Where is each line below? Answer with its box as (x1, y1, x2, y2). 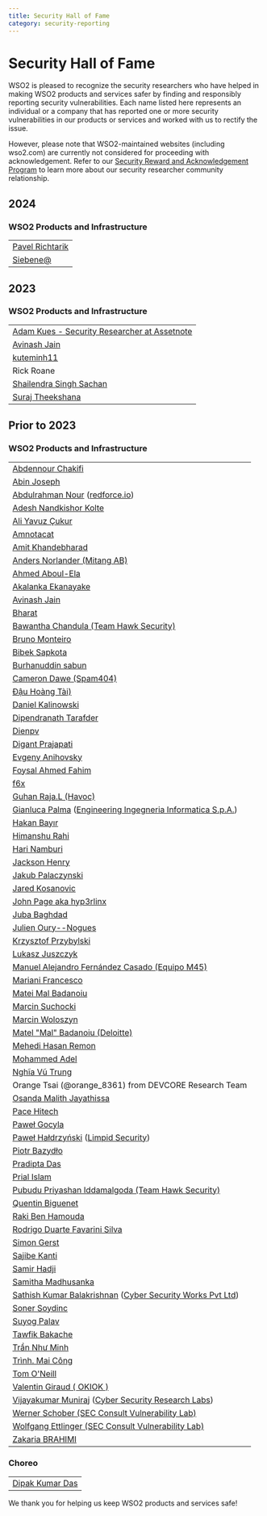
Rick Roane (12, 365, 55, 376)
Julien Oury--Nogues (12, 922, 97, 933)
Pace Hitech (12, 1105, 59, 1116)
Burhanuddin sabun (12, 660, 87, 671)
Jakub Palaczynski (12, 869, 83, 881)
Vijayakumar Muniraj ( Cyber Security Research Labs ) (12, 1394, 214, 1405)
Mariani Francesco (12, 974, 83, 986)
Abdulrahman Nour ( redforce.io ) (12, 489, 135, 500)
